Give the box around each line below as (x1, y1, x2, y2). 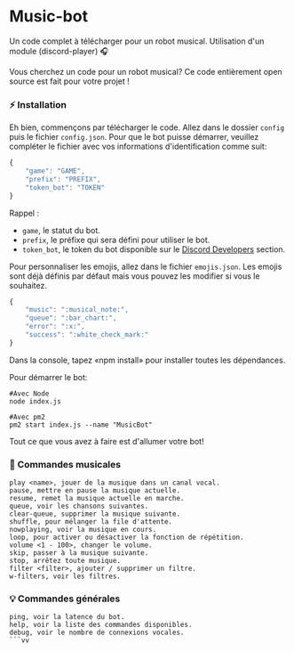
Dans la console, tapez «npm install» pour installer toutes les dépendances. (9, 355, 286, 365)
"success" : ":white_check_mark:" (25, 330, 149, 339)
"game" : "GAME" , (25, 167, 86, 175)
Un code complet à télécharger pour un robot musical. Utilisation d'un (9, 36, 265, 46)
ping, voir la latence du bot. (9, 613, 125, 622)
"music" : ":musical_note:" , (25, 306, 129, 314)
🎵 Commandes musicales (9, 458, 122, 470)
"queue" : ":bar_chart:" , (25, 314, 117, 322)
